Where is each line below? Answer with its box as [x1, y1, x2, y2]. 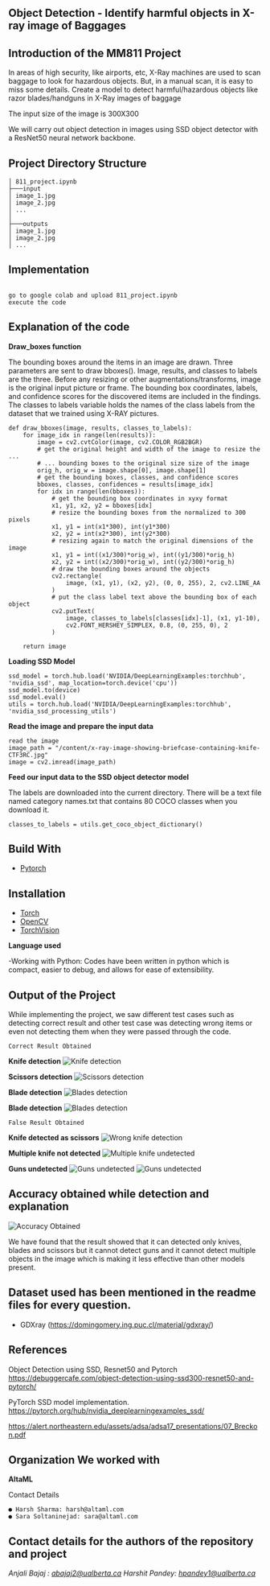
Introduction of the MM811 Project [8, 46, 182, 60]
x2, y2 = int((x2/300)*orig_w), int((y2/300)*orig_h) [51, 558, 235, 566]
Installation [8, 887, 66, 900]
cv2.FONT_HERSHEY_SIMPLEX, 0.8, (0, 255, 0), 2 [65, 621, 228, 629]
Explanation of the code [8, 320, 130, 334]
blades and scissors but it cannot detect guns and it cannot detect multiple [8, 1245, 256, 1254]
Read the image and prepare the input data [8, 721, 154, 731]
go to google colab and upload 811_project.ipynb [8, 291, 178, 299]
